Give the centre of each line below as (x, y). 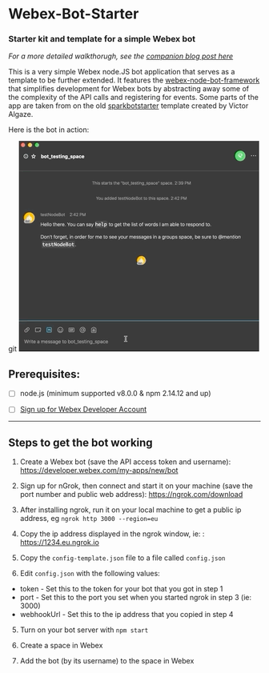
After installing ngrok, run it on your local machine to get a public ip (130, 510)
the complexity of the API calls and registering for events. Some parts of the (133, 98)
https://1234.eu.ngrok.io (60, 543)
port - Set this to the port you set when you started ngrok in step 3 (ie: (136, 598)
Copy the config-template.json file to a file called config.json (122, 558)
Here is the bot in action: (49, 130)
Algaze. (21, 114)
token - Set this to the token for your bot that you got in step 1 (121, 589)
